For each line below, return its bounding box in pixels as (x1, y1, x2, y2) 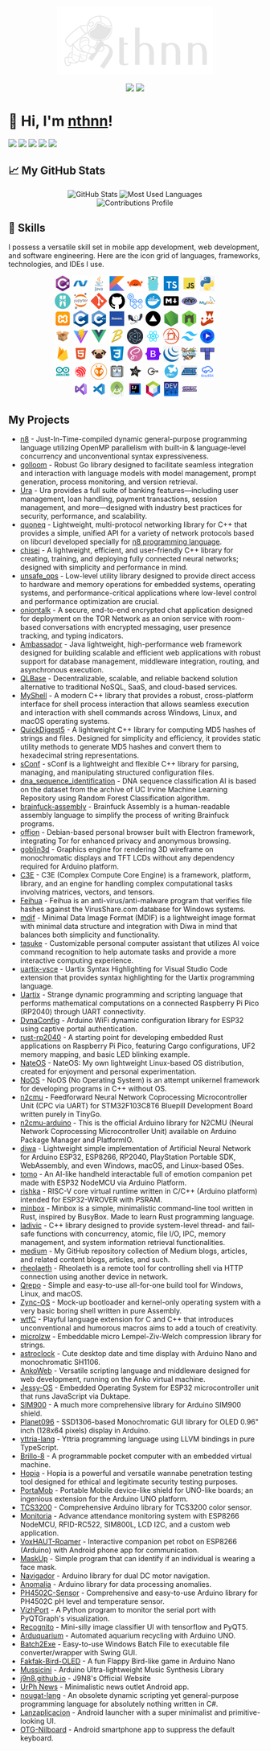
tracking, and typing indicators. (19, 631, 124, 641)
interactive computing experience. (19, 956, 134, 965)
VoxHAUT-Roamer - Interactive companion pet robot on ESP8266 (19, 1537, 237, 1547)
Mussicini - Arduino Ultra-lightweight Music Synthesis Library (19, 1665, 224, 1675)
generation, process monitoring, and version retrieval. (19, 477, 198, 487)
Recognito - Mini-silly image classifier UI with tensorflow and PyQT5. (19, 1622, 248, 1632)
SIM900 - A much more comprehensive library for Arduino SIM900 (19, 1400, 242, 1410)
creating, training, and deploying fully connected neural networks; (19, 554, 239, 564)
